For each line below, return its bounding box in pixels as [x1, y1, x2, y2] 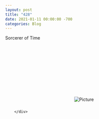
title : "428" [5, 12, 32, 17]
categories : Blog [5, 21, 41, 26]
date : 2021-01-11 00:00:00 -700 [5, 16, 72, 21]
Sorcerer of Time [5, 35, 40, 41]
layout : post [5, 7, 32, 12]
